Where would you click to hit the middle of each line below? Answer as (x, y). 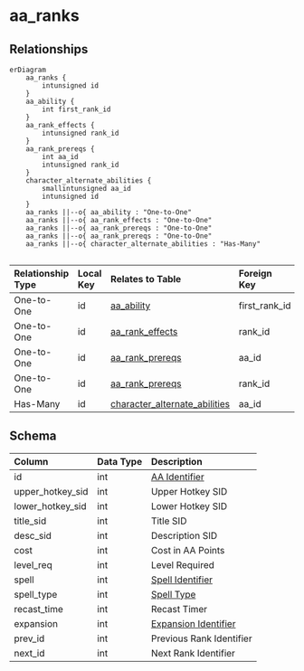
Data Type (120, 461)
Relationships (49, 49)
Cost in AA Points (188, 550)
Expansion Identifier (193, 623)
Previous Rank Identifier (201, 638)
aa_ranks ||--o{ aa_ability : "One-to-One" (109, 213)
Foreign (256, 274)
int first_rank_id (76, 109)
